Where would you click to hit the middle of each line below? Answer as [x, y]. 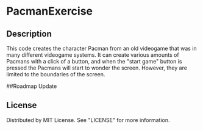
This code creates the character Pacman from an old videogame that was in [101, 48]
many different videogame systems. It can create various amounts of [93, 55]
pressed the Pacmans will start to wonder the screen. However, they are [97, 68]
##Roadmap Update [32, 86]
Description [29, 34]
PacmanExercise [50, 11]
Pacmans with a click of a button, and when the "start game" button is [94, 61]
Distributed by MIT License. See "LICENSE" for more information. [88, 120]
